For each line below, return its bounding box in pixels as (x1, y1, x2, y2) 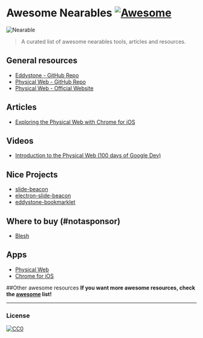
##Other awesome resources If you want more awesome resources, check (6, 284, 195, 291)
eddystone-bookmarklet (14, 198, 76, 206)
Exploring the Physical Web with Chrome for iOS (14, 118, 135, 126)
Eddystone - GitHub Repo (14, 72, 79, 79)
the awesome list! (6, 290, 52, 297)
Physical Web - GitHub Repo (14, 78, 86, 85)
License (6, 311, 30, 320)
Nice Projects (6, 169, 58, 180)
